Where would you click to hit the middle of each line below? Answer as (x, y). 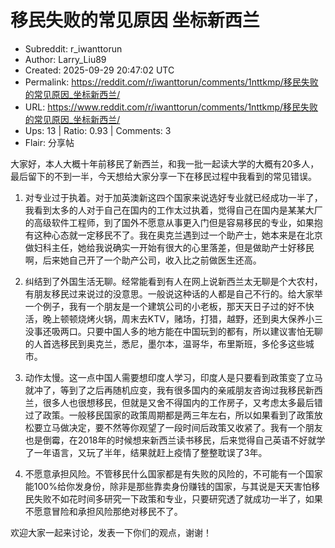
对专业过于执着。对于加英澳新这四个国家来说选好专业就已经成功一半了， (173, 197)
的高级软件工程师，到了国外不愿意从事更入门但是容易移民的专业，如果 (169, 222)
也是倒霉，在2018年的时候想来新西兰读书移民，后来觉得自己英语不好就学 (175, 440)
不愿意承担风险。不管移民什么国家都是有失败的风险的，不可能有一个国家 (173, 473)
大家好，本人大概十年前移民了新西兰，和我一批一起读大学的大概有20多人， (165, 163)
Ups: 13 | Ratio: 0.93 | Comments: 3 (98, 130)
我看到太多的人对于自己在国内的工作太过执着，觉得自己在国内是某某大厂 (173, 210)
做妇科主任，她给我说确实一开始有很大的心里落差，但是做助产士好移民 (169, 247)
